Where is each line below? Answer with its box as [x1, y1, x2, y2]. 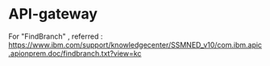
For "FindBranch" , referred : [8, 31, 103, 41]
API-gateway [8, 5, 98, 23]
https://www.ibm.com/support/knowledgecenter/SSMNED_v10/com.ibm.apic [8, 39, 263, 49]
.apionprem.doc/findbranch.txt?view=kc [8, 48, 142, 58]
